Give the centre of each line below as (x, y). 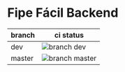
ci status (69, 35)
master (22, 58)
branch (23, 35)
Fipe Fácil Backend (63, 13)
